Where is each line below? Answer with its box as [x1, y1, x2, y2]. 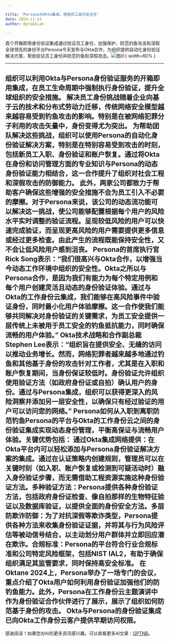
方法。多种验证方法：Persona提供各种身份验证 [12, 483, 158, 491]
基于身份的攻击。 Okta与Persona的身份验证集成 [12, 607, 161, 615]
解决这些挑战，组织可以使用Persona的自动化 [12, 131, 151, 139]
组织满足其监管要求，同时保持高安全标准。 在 [5, 559, 146, 567]
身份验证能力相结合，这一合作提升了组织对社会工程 [5, 169, 164, 177]
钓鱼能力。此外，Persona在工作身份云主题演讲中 [5, 587, 158, 596]
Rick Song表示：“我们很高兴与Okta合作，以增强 [5, 255, 156, 263]
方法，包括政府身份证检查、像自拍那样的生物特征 [5, 492, 158, 501]
